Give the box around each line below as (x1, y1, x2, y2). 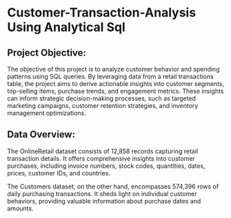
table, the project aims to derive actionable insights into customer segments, (7, 80, 225, 87)
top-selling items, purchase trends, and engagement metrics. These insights (7, 87, 224, 95)
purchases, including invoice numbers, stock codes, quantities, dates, (7, 162, 205, 170)
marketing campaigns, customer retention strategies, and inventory (7, 102, 199, 109)
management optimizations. (7, 109, 86, 117)
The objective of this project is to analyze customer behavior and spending (7, 65, 220, 73)
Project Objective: (7, 47, 86, 58)
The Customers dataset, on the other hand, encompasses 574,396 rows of (7, 182, 219, 190)
